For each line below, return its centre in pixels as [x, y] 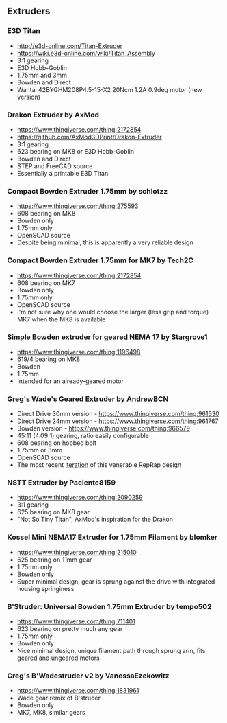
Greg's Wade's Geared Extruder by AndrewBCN [88, 399]
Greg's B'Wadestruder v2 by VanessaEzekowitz [88, 676]
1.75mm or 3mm [40, 450]
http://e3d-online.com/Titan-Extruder [70, 46]
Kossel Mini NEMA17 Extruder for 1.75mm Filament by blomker [112, 537]
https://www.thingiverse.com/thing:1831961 [78, 691]
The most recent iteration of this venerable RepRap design [99, 465]
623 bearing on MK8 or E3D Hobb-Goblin [76, 151]
